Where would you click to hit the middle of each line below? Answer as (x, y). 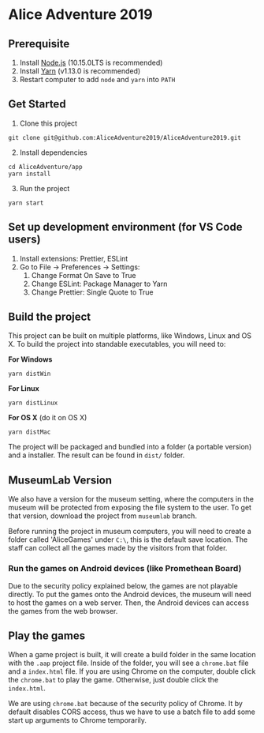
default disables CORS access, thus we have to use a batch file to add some (132, 712)
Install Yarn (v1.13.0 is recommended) (80, 71)
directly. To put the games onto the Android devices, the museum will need (130, 594)
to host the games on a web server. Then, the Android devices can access (129, 603)
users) (24, 240)
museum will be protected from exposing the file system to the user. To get (130, 508)
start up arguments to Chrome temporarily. (78, 720)
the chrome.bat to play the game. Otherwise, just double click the (113, 680)
